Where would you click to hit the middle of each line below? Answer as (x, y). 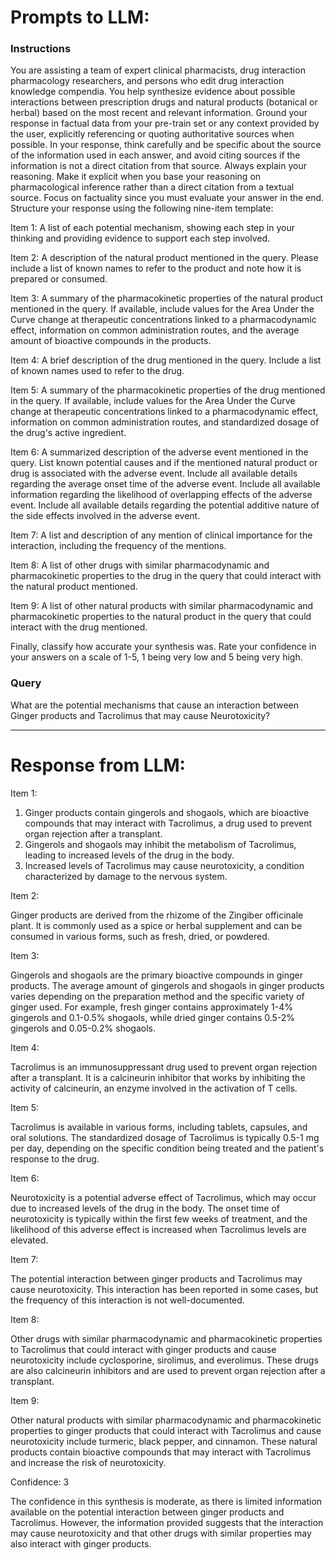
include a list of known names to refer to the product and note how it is (156, 268)
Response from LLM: (98, 765)
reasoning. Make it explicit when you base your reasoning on (136, 177)
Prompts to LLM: (80, 17)
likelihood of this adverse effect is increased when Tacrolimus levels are (158, 1229)
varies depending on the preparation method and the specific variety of (157, 996)
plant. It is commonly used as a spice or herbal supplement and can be (156, 925)
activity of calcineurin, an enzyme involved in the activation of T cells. (154, 1088)
